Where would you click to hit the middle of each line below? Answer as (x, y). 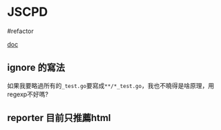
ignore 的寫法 (36, 68)
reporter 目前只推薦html (59, 118)
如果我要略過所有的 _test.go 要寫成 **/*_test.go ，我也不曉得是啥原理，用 (111, 85)
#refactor (20, 31)
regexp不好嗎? (28, 94)
